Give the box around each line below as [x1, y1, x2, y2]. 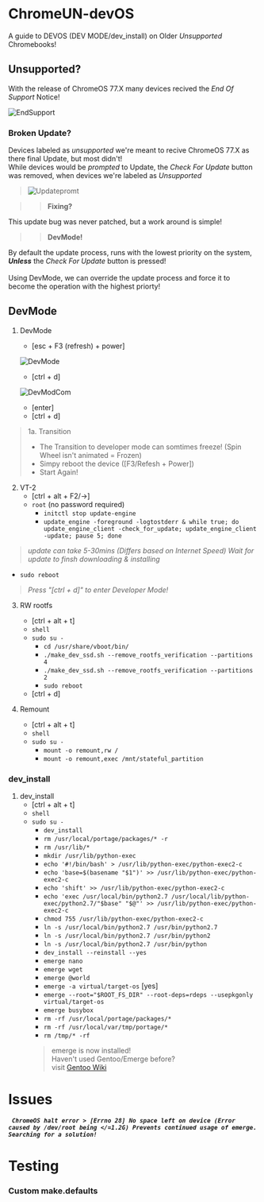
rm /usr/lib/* [43, 843, 90, 851]
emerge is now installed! [51, 1046, 132, 1056]
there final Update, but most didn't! [8, 154, 123, 164]
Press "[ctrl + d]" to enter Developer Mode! [27, 585, 169, 595]
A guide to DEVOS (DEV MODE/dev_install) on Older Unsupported [8, 31, 223, 41]
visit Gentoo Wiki [51, 1063, 107, 1072]
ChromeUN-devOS [8, 5, 135, 23]
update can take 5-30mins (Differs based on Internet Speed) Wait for [27, 545, 254, 555]
